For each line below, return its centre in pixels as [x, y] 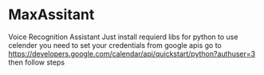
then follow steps [37, 62]
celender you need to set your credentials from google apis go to [115, 45]
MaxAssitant [51, 15]
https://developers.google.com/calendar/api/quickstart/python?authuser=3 [132, 53]
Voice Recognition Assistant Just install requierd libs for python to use [123, 37]
